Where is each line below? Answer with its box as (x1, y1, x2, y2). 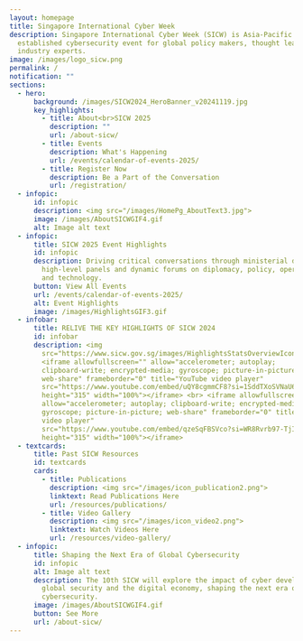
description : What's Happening (49, 147, 168, 156)
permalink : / (9, 64, 59, 73)
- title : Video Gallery (41, 508, 131, 517)
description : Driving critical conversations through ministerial (32, 256, 289, 266)
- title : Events (41, 139, 103, 148)
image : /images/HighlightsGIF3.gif (32, 307, 168, 316)
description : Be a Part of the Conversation (49, 172, 220, 181)
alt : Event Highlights (32, 299, 119, 308)
